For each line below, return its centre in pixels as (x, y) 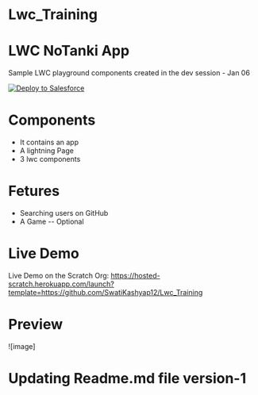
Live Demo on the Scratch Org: (59, 275)
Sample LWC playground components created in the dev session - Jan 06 (129, 73)
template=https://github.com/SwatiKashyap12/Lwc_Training (106, 292)
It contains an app (49, 142)
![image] (22, 346)
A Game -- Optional (52, 221)
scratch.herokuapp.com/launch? (62, 284)
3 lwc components (50, 159)
